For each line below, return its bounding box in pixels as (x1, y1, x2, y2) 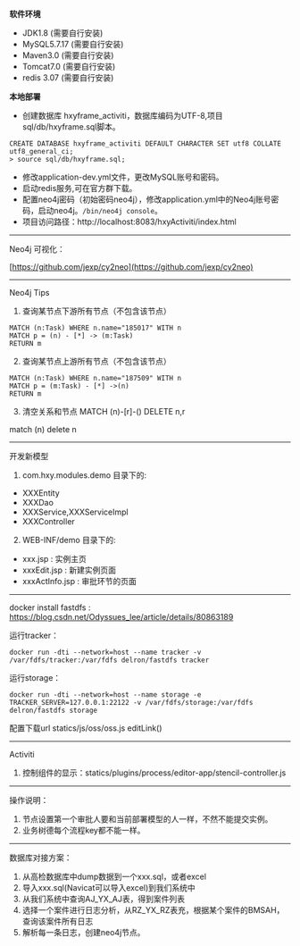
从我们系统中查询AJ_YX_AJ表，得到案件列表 (21, 893, 186, 904)
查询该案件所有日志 (21, 916, 94, 926)
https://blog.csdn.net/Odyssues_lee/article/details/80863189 (9, 612, 234, 622)
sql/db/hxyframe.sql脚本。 (21, 121, 121, 132)
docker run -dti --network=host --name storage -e (9, 691, 202, 699)
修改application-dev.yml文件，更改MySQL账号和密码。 (21, 172, 225, 182)
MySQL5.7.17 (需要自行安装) (21, 39, 124, 49)
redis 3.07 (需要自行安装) (21, 72, 114, 83)
